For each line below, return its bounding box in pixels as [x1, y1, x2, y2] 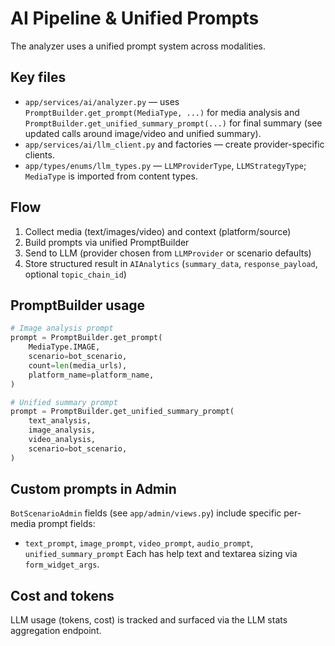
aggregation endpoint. [10, 625, 102, 637]
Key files [10, 69, 67, 86]
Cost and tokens [10, 587, 115, 604]
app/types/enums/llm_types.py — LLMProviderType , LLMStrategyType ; [24, 159, 307, 171]
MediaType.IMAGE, [28, 342, 101, 352]
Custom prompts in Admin [10, 481, 177, 498]
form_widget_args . [24, 558, 100, 571]
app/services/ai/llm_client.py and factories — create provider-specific [24, 138, 325, 150]
